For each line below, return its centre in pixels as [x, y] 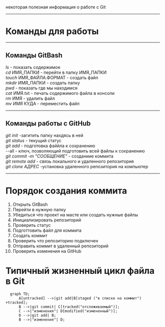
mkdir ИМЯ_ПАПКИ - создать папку [43, 83]
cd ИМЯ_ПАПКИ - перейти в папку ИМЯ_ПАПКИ [56, 72]
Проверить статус [32, 225]
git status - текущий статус [34, 140]
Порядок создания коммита [66, 191]
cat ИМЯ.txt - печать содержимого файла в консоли [60, 93]
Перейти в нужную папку [39, 209]
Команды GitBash [34, 55]
